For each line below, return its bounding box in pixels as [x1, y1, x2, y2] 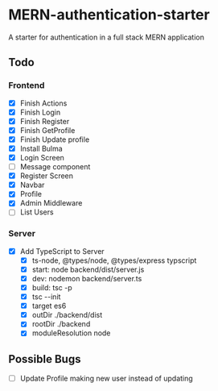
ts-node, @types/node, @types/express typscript [31, 256, 197, 265]
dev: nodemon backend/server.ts [31, 273, 142, 283]
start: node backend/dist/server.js [31, 264, 145, 274]
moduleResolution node [31, 328, 111, 338]
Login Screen [19, 153, 64, 162]
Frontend [8, 80, 45, 91]
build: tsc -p [31, 282, 72, 292]
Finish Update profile [19, 135, 90, 144]
